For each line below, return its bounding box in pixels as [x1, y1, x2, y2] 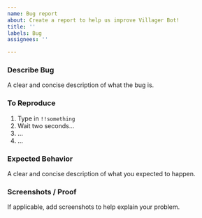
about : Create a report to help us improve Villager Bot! [7, 17, 180, 24]
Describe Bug [7, 65, 55, 75]
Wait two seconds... [17, 121, 75, 130]
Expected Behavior [7, 154, 73, 164]
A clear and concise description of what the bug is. [7, 81, 154, 89]
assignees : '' [7, 36, 49, 43]
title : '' [7, 23, 36, 30]
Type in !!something [17, 114, 75, 123]
